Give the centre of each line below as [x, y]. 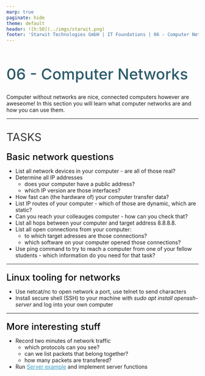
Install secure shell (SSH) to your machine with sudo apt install [94, 298]
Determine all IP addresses [49, 177]
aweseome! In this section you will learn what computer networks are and [99, 103]
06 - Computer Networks [97, 74]
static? [23, 210]
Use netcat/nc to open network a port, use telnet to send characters [101, 291]
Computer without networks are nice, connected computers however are [98, 97]
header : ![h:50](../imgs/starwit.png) [56, 29]
